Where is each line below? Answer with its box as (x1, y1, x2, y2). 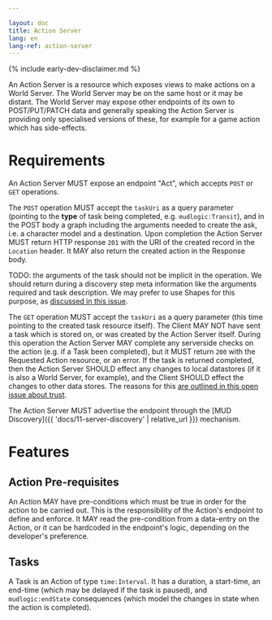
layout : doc (8, 19, 49, 27)
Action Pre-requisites (8, 475, 119, 489)
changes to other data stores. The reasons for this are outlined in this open (8, 382, 259, 391)
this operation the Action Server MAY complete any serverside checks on (8, 338, 254, 348)
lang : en (8, 34, 38, 42)
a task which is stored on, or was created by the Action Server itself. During (8, 330, 261, 339)
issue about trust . (8, 390, 67, 400)
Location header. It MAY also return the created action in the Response (8, 246, 246, 256)
